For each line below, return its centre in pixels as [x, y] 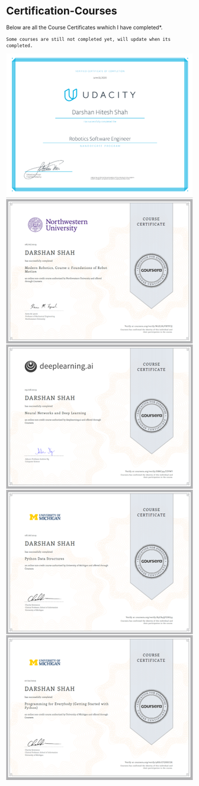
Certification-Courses [62, 11]
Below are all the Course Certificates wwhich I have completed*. [84, 27]
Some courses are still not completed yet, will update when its [88, 39]
